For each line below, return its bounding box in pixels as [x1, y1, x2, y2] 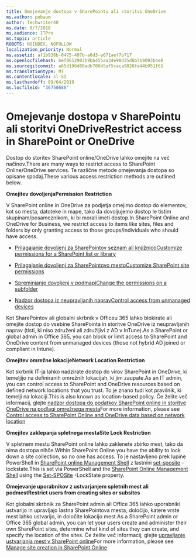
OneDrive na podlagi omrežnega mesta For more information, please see [6, 405, 180, 412]
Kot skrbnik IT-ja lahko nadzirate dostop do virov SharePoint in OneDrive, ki [6, 368, 188, 375]
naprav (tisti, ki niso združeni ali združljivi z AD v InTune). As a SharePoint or [6, 326, 188, 333]
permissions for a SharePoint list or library [14, 250, 116, 257]
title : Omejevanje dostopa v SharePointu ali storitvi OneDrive [6, 8, 166, 15]
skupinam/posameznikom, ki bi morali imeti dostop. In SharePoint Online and [6, 214, 190, 221]
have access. [6, 232, 38, 240]
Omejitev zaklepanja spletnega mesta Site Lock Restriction [6, 429, 151, 436]
